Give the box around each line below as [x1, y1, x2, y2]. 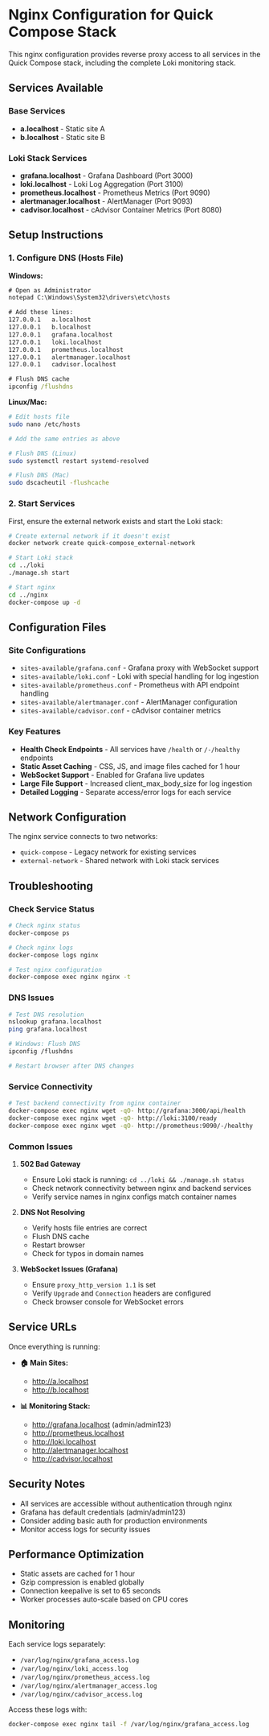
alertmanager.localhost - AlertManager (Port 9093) [19, 196, 194, 206]
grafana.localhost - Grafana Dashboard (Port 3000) [19, 171, 194, 180]
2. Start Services [8, 498, 75, 509]
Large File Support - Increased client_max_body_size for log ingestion [19, 779, 253, 788]
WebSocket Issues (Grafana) [19, 1264, 119, 1274]
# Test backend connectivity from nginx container [8, 1099, 181, 1108]
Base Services [8, 105, 66, 117]
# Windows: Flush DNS [8, 1040, 81, 1048]
